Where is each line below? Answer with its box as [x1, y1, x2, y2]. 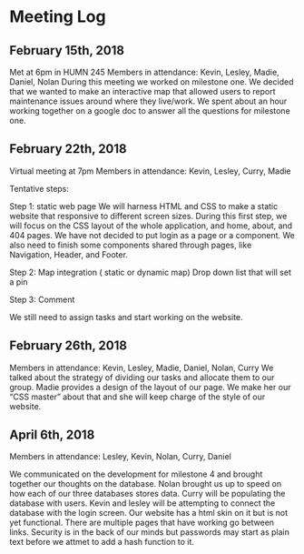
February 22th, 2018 [9, 141, 127, 156]
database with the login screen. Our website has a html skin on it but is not [9, 508, 289, 519]
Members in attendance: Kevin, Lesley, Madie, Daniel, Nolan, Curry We [9, 362, 274, 373]
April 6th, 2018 [9, 428, 95, 443]
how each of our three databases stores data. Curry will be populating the [9, 489, 286, 499]
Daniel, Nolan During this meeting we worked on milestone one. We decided [9, 76, 294, 87]
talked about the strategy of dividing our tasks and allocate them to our [9, 371, 275, 383]
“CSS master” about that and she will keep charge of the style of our [9, 391, 266, 402]
